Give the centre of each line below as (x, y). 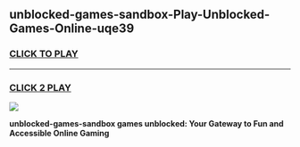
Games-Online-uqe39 (72, 29)
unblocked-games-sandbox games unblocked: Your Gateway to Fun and (146, 123)
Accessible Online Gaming (59, 133)
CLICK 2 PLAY (40, 87)
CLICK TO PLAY (44, 54)
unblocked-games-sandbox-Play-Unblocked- (140, 15)
